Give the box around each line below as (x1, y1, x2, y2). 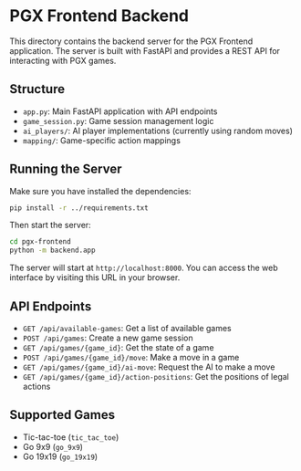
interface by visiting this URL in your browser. (9, 272, 181, 283)
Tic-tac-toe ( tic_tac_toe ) (22, 431, 119, 443)
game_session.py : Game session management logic (22, 115, 214, 126)
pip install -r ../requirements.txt (9, 203, 149, 213)
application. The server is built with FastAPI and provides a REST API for (9, 45, 281, 56)
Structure (9, 81, 66, 97)
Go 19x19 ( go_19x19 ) (22, 451, 99, 462)
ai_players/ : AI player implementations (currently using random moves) (22, 125, 294, 136)
